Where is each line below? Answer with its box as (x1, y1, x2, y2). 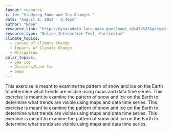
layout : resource (5, 7, 42, 13)
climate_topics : (5, 36, 40, 41)
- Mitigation (10, 50, 38, 55)
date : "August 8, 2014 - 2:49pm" (5, 17, 77, 22)
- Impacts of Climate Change (10, 45, 72, 50)
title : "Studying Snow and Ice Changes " (5, 12, 95, 17)
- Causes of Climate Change (10, 41, 70, 46)
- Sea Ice (10, 60, 31, 65)
